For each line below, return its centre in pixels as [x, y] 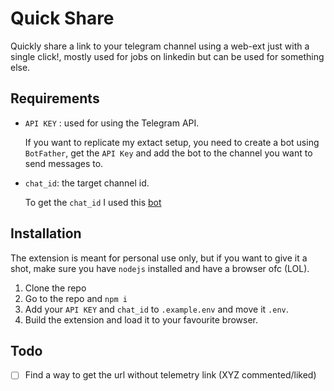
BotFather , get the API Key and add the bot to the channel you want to [168, 153]
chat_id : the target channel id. [87, 183]
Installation [46, 233]
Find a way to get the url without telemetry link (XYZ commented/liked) [170, 375]
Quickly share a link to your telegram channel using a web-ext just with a [160, 46]
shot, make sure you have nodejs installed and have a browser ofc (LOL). [160, 268]
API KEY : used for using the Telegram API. [112, 123]
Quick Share [62, 18]
